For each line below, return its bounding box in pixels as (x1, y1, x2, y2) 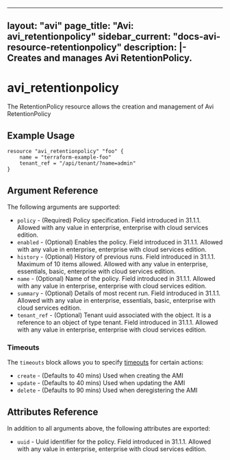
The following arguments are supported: (7, 203, 121, 211)
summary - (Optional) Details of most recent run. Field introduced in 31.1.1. (16, 289, 221, 297)
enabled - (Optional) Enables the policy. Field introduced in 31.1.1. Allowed (16, 238, 223, 246)
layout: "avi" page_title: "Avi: (7, 20, 134, 32)
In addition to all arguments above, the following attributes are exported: (7, 424, 211, 433)
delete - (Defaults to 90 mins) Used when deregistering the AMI (16, 386, 198, 395)
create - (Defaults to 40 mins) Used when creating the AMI (16, 371, 183, 380)
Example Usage (7, 130, 75, 141)
